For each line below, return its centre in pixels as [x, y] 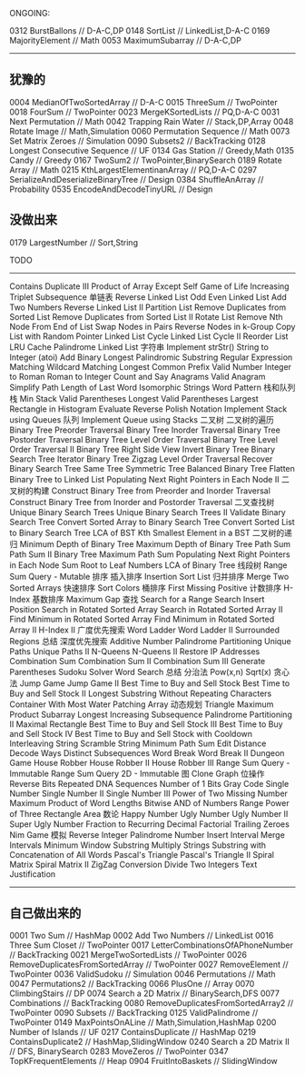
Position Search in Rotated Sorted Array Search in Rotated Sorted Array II [146, 609]
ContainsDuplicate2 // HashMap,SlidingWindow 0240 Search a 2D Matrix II [150, 1042]
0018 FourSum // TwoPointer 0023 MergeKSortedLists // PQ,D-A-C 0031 [144, 112]
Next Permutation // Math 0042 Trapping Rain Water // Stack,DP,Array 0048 [152, 121]
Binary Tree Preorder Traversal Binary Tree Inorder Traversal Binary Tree [145, 430]
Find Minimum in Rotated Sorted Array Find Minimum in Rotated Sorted [142, 619]
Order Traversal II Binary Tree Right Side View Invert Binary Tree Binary [142, 449]
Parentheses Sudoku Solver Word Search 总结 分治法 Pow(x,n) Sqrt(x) [141, 672]
